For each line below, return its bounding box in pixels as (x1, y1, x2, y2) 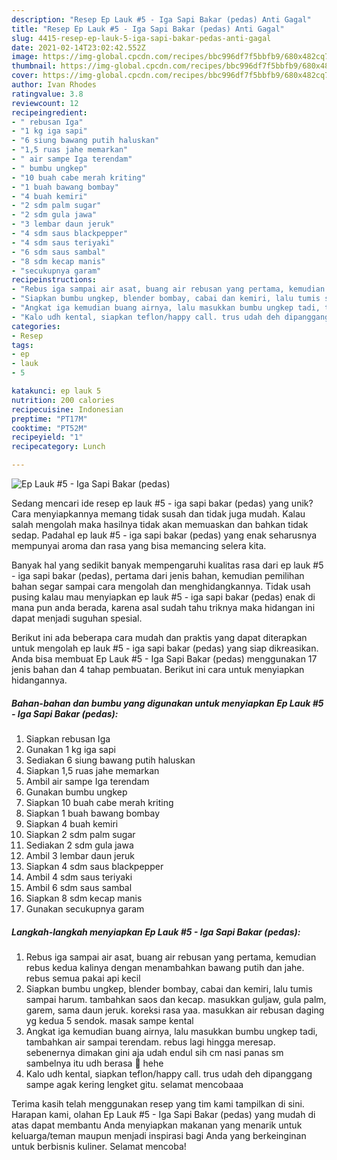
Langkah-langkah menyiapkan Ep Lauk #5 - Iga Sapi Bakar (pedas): (11, 926, 301, 938)
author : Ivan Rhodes (11, 80, 98, 90)
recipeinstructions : (11, 275, 98, 285)
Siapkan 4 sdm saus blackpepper (25, 860, 164, 872)
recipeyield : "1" (11, 432, 84, 443)
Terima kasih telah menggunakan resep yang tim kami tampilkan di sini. (11, 1097, 305, 1110)
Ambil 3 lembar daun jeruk (25, 849, 135, 861)
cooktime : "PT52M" (11, 423, 88, 433)
